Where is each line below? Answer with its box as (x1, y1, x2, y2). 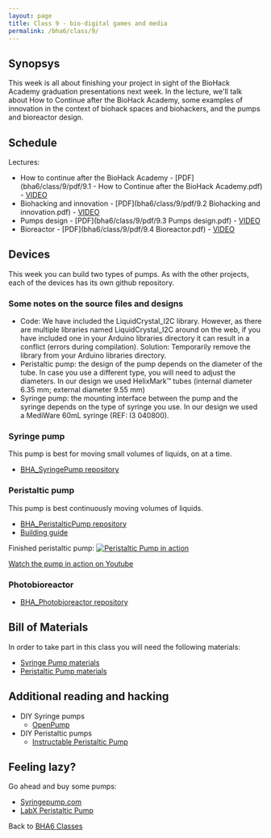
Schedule (8, 136, 58, 149)
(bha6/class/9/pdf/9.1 (19, 182, 91, 191)
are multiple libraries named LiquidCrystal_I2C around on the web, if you (19, 325, 261, 335)
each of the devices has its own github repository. (8, 278, 175, 287)
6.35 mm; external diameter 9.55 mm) (19, 385, 145, 395)
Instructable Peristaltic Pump (31, 736, 128, 747)
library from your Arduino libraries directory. (19, 350, 167, 360)
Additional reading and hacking (8, 689, 169, 703)
